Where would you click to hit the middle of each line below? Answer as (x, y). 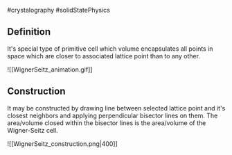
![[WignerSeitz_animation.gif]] (50, 70)
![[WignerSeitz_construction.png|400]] (62, 144)
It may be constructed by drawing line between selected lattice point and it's (116, 108)
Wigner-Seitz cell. (33, 130)
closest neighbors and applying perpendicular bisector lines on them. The (113, 115)
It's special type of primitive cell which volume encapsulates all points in (110, 49)
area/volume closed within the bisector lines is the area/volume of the (107, 123)
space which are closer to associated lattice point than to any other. (104, 56)
